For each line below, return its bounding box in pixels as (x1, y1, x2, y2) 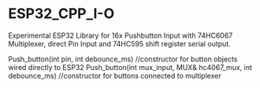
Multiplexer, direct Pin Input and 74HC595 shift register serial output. (8, 38, 231, 48)
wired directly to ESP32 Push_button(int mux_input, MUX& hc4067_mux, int (8, 62, 252, 71)
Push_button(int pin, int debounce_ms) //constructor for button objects (8, 54, 238, 64)
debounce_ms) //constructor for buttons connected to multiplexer (8, 71, 222, 80)
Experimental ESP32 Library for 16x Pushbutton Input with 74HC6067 (8, 31, 233, 40)
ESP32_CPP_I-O (8, 5, 115, 23)
